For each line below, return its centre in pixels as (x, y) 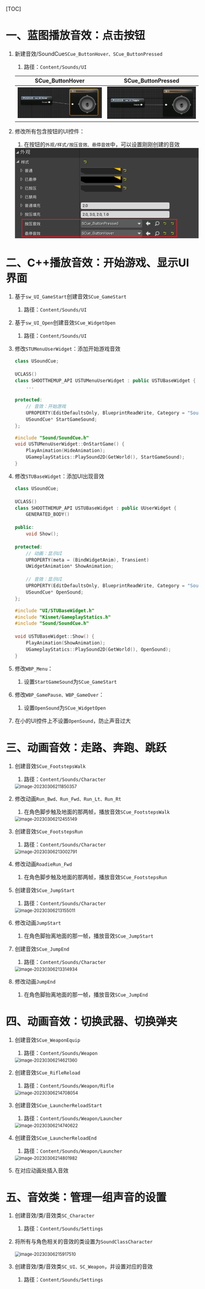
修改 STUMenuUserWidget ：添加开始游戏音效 (67, 348)
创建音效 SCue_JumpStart (45, 890)
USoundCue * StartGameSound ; (61, 419)
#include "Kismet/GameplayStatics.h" (63, 617)
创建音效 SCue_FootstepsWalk (50, 766)
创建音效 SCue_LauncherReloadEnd (56, 1138)
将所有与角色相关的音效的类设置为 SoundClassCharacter (84, 1242)
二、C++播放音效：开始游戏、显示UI (98, 263)
